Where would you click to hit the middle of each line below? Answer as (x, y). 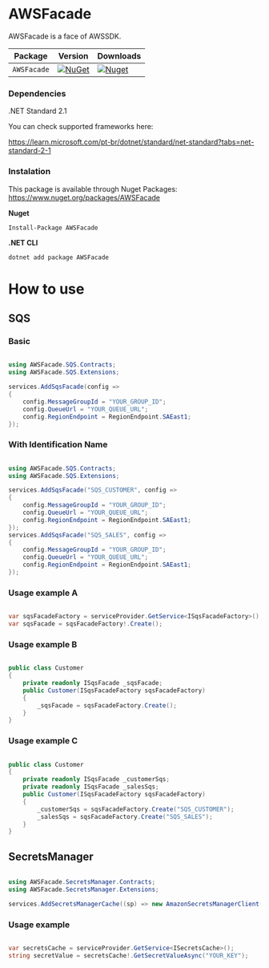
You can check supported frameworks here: (81, 127)
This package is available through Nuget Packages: (93, 188)
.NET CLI (23, 242)
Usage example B (43, 644)
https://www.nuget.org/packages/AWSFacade (84, 197)
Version (73, 55)
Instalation (30, 172)
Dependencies (37, 93)
